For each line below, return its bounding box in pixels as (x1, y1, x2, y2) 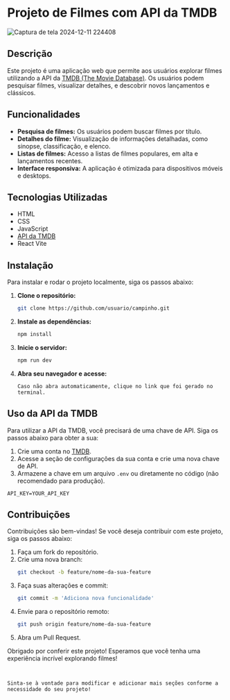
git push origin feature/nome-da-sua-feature (17, 621, 151, 628)
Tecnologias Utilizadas (7, 191, 108, 203)
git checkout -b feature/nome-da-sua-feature (17, 569, 151, 576)
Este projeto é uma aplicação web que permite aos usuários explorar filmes (7, 66, 222, 74)
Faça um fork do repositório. (17, 548, 99, 556)
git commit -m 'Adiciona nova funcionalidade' (17, 595, 154, 602)
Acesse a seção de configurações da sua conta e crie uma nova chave (17, 454, 220, 462)
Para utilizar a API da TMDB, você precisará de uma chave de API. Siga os (7, 426, 218, 435)
